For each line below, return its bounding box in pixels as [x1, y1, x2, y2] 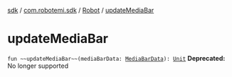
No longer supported [7, 61, 69, 70]
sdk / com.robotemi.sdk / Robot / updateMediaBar [7, 6, 154, 14]
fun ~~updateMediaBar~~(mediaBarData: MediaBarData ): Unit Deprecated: [7, 54, 226, 62]
